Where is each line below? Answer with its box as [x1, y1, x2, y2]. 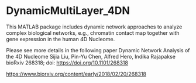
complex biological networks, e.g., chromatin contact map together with [6, 29, 180, 36]
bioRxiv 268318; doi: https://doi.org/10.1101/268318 [6, 59, 129, 66]
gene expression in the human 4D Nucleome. [6, 35, 115, 42]
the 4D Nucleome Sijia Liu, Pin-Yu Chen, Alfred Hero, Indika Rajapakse [6, 53, 176, 60]
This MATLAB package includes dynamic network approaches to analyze [6, 23, 183, 30]
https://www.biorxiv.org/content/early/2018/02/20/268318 [6, 70, 147, 77]
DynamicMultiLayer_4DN [6, 4, 130, 17]
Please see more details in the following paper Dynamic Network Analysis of [6, 46, 190, 53]
